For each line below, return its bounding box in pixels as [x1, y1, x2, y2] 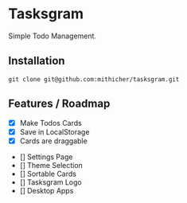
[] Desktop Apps [19, 185, 74, 195]
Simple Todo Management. [8, 31, 97, 41]
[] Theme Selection [19, 160, 84, 170]
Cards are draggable [19, 136, 88, 146]
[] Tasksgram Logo [19, 177, 82, 187]
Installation [8, 54, 65, 68]
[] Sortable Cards [19, 169, 77, 178]
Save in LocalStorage [19, 127, 90, 136]
